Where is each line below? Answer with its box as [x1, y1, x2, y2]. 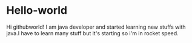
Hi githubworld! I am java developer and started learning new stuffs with [6, 23, 186, 30]
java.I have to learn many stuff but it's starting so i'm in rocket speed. [6, 29, 179, 36]
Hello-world [6, 4, 68, 17]
